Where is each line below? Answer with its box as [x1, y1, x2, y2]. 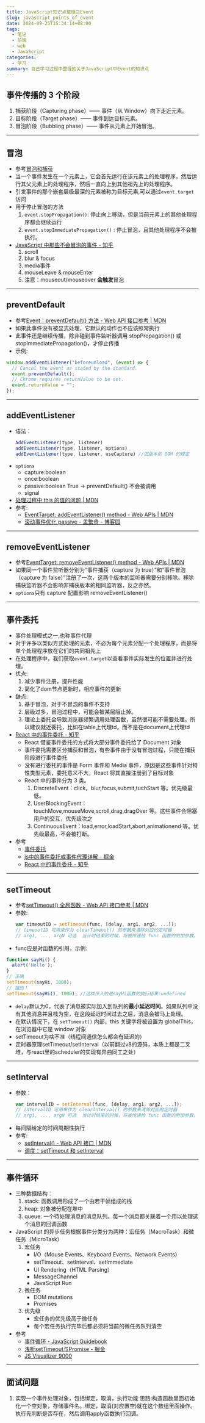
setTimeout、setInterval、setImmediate [33, 1258, 133, 1266]
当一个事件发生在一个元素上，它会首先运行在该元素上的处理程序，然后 [15, 173, 192, 180]
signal [24, 489, 40, 496]
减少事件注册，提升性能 [24, 678, 84, 685]
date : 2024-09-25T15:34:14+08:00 [6, 20, 92, 26]
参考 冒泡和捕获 [15, 165, 53, 172]
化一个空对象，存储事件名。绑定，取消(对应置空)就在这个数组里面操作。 [15, 1402, 196, 1410]
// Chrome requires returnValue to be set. [12, 376, 124, 383]
